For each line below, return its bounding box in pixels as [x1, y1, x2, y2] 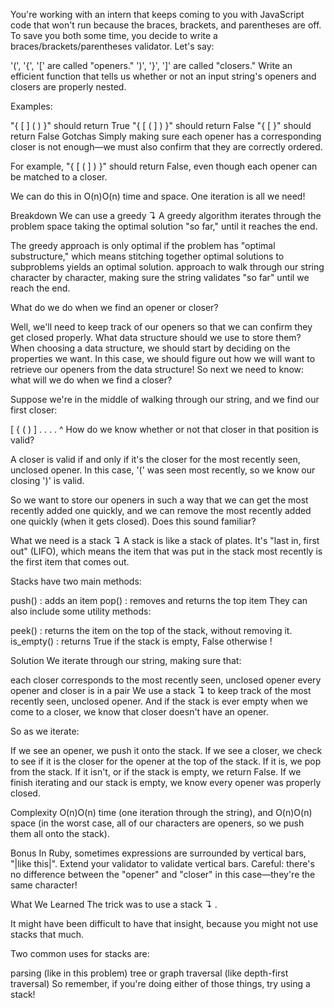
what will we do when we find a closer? [10, 374, 173, 386]
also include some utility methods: [10, 605, 152, 617]
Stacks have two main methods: [10, 575, 142, 587]
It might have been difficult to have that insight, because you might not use [10, 918, 319, 929]
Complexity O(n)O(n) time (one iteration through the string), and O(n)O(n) [10, 807, 313, 818]
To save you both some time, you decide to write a [10, 30, 218, 41]
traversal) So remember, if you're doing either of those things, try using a [10, 978, 311, 989]
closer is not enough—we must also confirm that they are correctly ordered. [10, 141, 323, 153]
